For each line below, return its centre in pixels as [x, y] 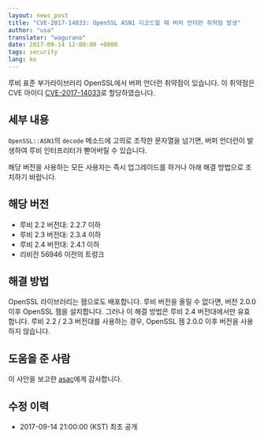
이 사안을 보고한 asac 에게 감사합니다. [65, 379]
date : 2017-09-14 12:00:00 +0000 [63, 45]
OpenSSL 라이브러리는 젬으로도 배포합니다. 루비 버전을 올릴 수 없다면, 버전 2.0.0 [132, 302]
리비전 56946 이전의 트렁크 [62, 254]
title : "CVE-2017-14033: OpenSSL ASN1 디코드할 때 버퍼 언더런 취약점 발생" [125, 23]
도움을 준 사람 [39, 358]
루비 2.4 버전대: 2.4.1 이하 [59, 244]
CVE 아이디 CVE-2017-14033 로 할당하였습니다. [82, 92]
